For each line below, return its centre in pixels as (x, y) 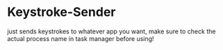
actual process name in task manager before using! (81, 38)
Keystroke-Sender (61, 12)
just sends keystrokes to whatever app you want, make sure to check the (111, 31)
